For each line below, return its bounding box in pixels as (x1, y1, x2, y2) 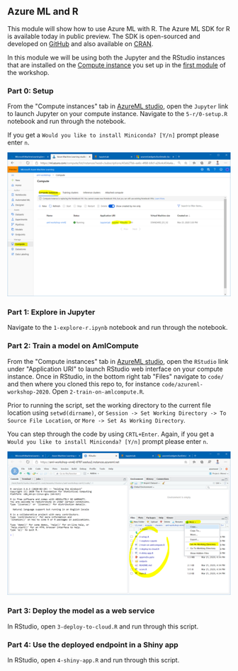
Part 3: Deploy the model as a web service (7, 606, 155, 616)
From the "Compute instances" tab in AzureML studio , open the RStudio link (7, 357, 229, 365)
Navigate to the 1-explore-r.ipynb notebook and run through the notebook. (7, 323, 228, 332)
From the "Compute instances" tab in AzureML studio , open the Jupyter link (7, 102, 229, 110)
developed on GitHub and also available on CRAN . (7, 39, 154, 48)
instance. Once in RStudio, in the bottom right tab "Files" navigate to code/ (7, 372, 225, 381)
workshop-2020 (7, 389, 50, 396)
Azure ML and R (7, 6, 79, 18)
